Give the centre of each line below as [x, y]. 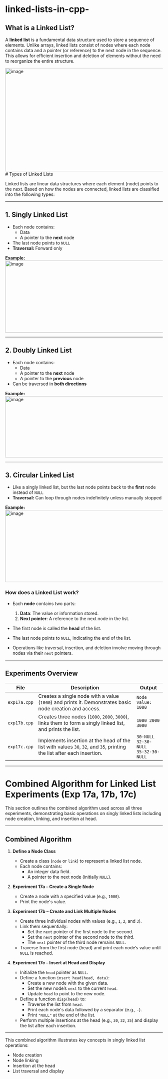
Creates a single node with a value [78, 696]
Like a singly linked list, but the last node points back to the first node [84, 487]
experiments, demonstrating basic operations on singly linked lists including [83, 814]
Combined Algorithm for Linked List [81, 784]
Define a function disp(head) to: [53, 999]
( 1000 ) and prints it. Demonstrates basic [85, 702]
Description [85, 687]
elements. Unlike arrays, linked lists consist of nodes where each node [78, 45]
